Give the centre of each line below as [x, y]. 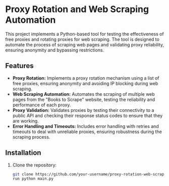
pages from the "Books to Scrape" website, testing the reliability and [84, 99]
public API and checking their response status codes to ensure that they [88, 115]
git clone [23, 174]
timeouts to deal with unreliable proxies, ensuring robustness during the [87, 132]
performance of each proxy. [42, 105]
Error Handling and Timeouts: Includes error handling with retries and [86, 126]
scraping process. [31, 137]
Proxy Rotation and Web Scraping [77, 9]
